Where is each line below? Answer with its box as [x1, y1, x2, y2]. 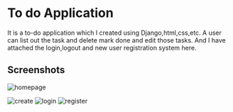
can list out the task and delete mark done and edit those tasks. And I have [7, 35, 226, 44]
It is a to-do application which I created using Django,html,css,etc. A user [7, 28, 222, 37]
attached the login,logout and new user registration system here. [7, 43, 197, 52]
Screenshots [7, 64, 65, 76]
